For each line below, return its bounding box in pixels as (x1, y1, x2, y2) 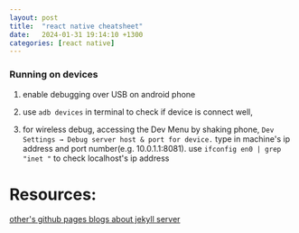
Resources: (9, 184, 97, 204)
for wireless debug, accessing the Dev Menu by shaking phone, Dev (22, 124, 275, 135)
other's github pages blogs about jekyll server (9, 214, 181, 225)
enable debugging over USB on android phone (22, 89, 196, 99)
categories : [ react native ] (9, 38, 116, 48)
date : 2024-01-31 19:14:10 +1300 (9, 30, 144, 39)
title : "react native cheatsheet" (9, 22, 144, 31)
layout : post (9, 13, 59, 23)
